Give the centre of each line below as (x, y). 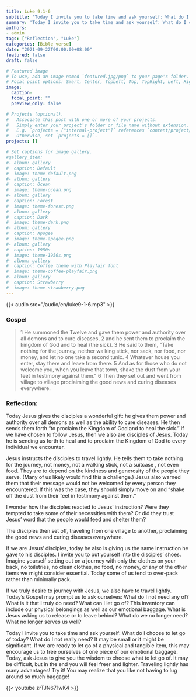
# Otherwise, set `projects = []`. (52, 136)
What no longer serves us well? (44, 622)
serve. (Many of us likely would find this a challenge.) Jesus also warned (93, 477)
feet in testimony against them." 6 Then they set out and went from (101, 375)
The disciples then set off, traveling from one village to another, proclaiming (97, 531)
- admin (15, 33)
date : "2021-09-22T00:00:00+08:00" (49, 50)
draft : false (22, 60)
